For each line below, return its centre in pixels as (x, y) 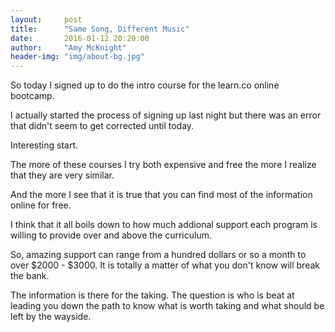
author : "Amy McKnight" (69, 47)
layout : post (46, 19)
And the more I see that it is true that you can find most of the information (161, 195)
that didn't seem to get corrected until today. (102, 126)
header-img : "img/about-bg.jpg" (77, 57)
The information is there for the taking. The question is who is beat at (152, 295)
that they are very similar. (62, 175)
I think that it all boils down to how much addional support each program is (164, 225)
